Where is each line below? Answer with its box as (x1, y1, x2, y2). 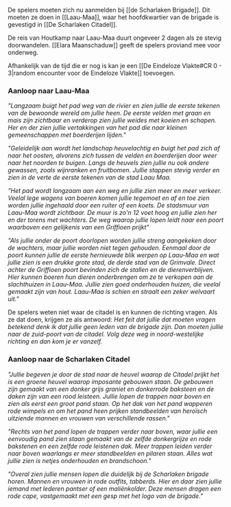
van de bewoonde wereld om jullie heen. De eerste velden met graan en (8, 109, 211, 117)
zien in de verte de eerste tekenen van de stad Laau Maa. (8, 173, 171, 181)
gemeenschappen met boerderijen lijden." (8, 131, 126, 139)
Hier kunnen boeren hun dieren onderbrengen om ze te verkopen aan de (8, 273, 213, 281)
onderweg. (8, 48, 38, 56)
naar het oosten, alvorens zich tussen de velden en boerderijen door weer (8, 151, 217, 160)
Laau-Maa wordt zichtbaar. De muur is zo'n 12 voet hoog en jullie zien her (8, 209, 217, 217)
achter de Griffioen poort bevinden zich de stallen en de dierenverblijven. (8, 266, 215, 274)
